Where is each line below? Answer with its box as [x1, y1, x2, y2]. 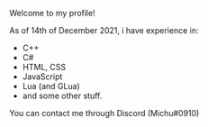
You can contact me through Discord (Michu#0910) [9, 108, 200, 118]
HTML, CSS [22, 62, 66, 72]
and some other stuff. [22, 90, 103, 101]
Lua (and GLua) [22, 81, 81, 91]
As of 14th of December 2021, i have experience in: [9, 25, 199, 35]
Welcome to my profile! [9, 8, 96, 18]
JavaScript [22, 71, 63, 82]
